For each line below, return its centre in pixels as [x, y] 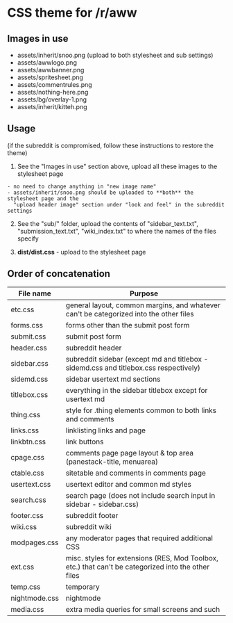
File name [35, 293]
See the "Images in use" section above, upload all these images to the [117, 166]
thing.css [26, 414]
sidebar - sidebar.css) [102, 504]
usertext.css [31, 484]
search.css [28, 500]
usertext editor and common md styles [129, 484]
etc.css [23, 309]
